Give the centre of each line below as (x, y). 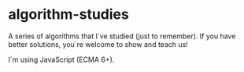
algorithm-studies (69, 14)
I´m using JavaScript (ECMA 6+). (61, 59)
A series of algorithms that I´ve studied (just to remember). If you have (122, 36)
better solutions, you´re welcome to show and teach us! (98, 44)
